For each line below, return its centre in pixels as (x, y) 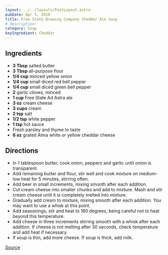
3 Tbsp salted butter (34, 65)
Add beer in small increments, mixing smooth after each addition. (80, 184)
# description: (21, 24)
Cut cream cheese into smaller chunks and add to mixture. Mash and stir (88, 189)
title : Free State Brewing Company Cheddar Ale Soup (61, 19)
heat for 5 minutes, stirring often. (55, 179)
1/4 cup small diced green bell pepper (52, 87)
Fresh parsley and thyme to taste (46, 130)
